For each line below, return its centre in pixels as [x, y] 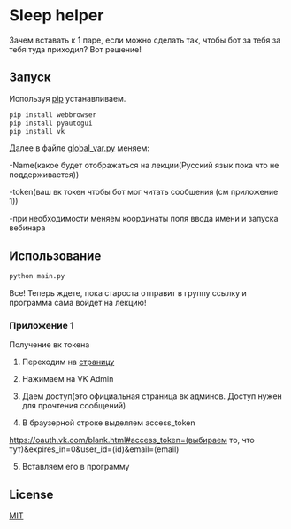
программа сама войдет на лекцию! [78, 303]
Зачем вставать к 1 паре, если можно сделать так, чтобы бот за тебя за [145, 40]
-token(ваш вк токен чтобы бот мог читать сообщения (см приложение [144, 192]
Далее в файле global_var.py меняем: [80, 148]
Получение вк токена [50, 345]
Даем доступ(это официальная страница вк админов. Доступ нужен [152, 396]
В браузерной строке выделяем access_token [109, 423]
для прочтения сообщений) [74, 406]
